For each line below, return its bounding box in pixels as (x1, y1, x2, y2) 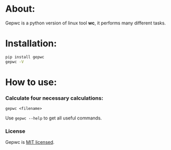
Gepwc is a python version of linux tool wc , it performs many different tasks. (5, 20, 166, 26)
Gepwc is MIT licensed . (5, 139, 55, 145)
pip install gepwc (5, 54, 44, 59)
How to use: (5, 76, 57, 88)
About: (5, 3, 35, 15)
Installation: (5, 38, 57, 49)
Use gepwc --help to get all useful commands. (5, 115, 102, 121)
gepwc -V (5, 59, 24, 64)
